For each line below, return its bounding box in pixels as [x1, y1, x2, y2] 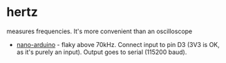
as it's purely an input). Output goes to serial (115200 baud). [16, 48, 187, 56]
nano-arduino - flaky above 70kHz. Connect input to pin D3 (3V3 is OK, [16, 40, 220, 48]
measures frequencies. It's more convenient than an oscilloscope [6, 27, 193, 35]
